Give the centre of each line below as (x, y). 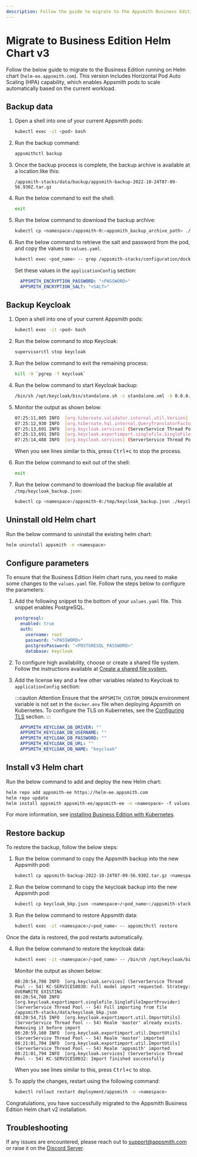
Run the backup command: (47, 143)
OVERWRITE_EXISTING (38, 992)
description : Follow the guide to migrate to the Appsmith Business (91, 11)
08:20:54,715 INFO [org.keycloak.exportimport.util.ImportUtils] (97, 1018)
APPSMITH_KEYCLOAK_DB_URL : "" (57, 744)
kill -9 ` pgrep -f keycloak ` (50, 374)
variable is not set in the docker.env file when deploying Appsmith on (98, 704)
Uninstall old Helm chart (51, 520)
